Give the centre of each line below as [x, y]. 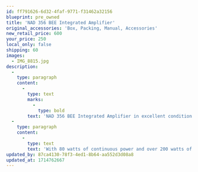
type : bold [51, 111]
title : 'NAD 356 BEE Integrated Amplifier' [61, 22]
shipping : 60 [22, 50]
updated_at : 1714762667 [36, 160]
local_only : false [29, 45]
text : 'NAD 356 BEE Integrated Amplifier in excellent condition [110, 116]
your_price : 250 [26, 39]
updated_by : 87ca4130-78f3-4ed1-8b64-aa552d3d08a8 [70, 154]
